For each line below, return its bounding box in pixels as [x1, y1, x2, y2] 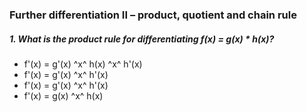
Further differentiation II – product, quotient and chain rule [9, 8, 297, 22]
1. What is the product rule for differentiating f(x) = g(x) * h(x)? [9, 33, 275, 45]
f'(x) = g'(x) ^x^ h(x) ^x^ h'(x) [23, 58, 143, 70]
